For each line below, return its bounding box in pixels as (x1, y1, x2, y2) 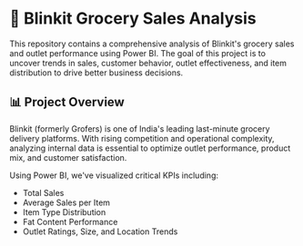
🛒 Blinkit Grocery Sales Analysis (9, 8, 257, 29)
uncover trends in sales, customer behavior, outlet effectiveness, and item (9, 57, 288, 68)
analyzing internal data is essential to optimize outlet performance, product (9, 143, 291, 153)
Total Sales (22, 187, 65, 198)
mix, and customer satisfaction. (9, 152, 127, 162)
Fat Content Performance (22, 216, 118, 227)
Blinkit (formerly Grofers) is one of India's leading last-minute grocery (9, 123, 270, 134)
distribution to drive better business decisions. (9, 67, 184, 78)
